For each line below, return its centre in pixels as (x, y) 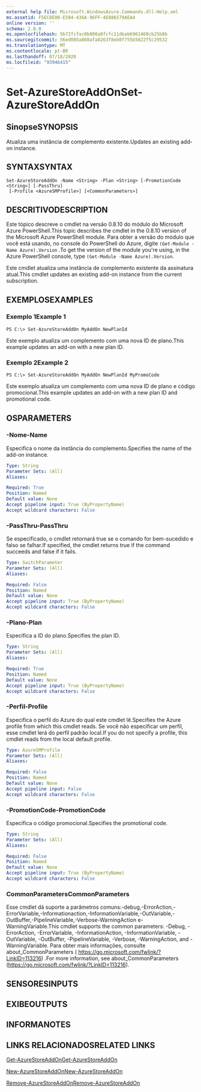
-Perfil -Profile (27, 707)
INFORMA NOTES (38, 1025)
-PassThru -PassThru (37, 526)
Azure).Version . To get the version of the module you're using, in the (105, 250)
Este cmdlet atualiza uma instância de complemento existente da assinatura (100, 268)
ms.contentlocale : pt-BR (37, 51)
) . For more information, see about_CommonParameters (110, 958)
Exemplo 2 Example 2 (37, 362)
